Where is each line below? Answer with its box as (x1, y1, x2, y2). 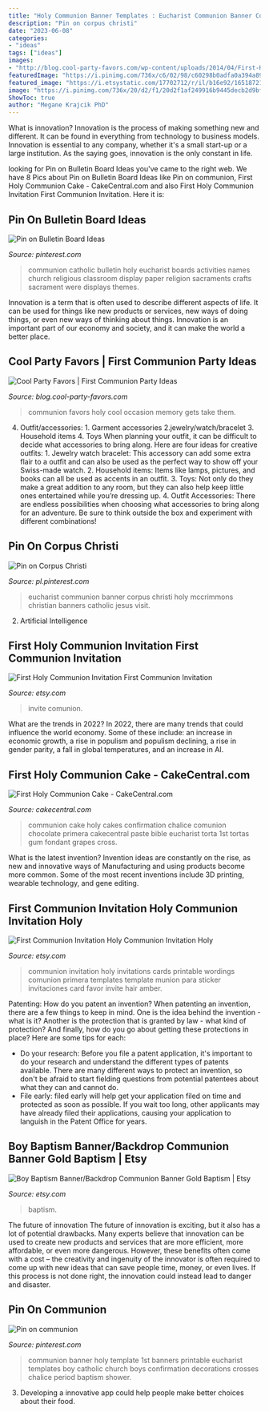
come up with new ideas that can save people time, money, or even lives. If (8, 1262, 256, 1272)
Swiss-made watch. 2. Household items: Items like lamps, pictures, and (19, 465, 255, 475)
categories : (8, 34, 48, 42)
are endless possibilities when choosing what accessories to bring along (19, 499, 260, 509)
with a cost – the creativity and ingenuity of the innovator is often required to (8, 1254, 261, 1264)
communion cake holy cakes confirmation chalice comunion (27, 820, 227, 830)
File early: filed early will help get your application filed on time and (19, 1091, 242, 1100)
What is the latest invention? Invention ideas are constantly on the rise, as (8, 853, 251, 863)
